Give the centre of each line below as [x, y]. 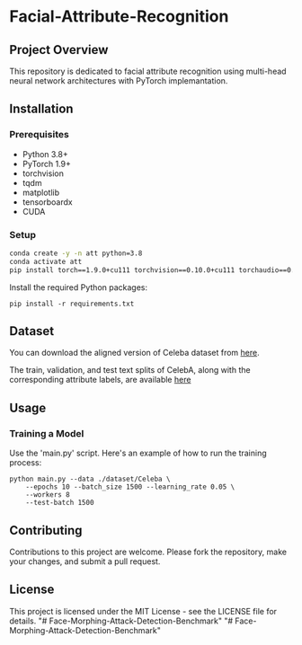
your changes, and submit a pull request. [85, 561]
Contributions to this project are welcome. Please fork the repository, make [148, 552]
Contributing [46, 530]
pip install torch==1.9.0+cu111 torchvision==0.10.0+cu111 [122, 270]
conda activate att [46, 261]
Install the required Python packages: [79, 287]
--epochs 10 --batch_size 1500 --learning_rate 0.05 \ [130, 487]
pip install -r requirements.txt [72, 304]
